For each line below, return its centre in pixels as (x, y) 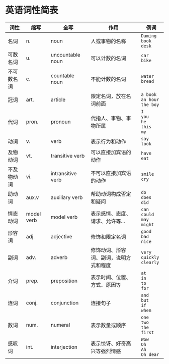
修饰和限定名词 (108, 237)
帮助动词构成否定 (111, 194)
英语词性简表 (32, 10)
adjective (61, 236)
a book (149, 94)
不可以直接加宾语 (111, 173)
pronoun (61, 122)
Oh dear (150, 354)
